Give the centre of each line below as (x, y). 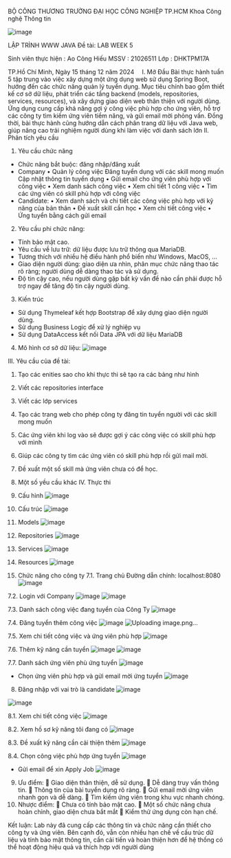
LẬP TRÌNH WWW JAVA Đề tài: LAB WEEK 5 (70, 45)
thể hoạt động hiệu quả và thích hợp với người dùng (81, 847)
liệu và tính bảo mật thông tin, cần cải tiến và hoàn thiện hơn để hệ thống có (115, 840)
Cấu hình (31, 495)
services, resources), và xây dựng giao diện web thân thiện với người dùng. (114, 101)
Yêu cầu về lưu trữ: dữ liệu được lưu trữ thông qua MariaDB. (102, 249)
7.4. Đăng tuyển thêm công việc (53, 623)
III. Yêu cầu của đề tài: (39, 361)
